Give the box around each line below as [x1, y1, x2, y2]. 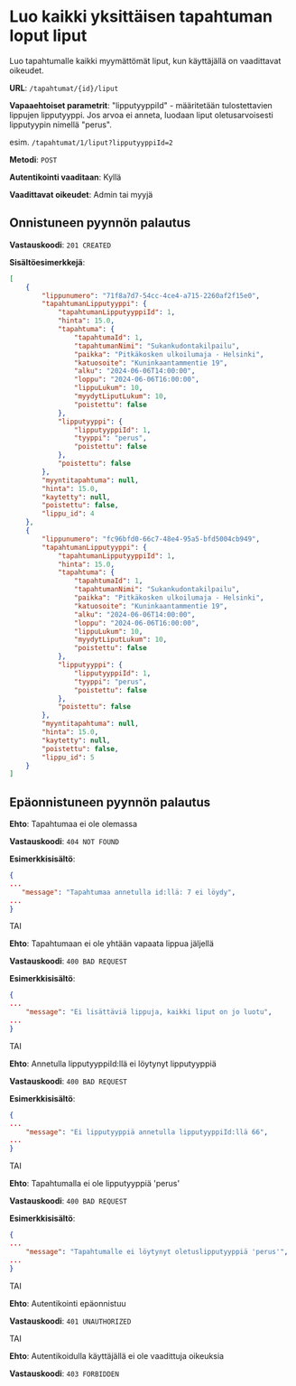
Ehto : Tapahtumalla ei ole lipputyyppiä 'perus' [9, 1178, 180, 1189]
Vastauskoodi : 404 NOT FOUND [9, 836, 120, 847]
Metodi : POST [9, 153, 58, 164]
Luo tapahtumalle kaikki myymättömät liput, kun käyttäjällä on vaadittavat [9, 55, 282, 66]
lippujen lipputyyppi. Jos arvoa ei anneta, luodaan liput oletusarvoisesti [9, 109, 273, 120]
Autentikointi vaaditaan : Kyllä [9, 172, 122, 182]
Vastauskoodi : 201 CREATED [9, 239, 111, 250]
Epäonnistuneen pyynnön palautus [9, 795, 211, 810]
